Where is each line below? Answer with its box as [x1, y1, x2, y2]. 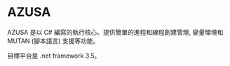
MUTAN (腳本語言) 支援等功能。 [7, 36, 100, 45]
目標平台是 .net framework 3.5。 [7, 51, 101, 60]
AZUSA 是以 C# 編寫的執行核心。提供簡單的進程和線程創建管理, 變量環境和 [7, 28, 224, 36]
